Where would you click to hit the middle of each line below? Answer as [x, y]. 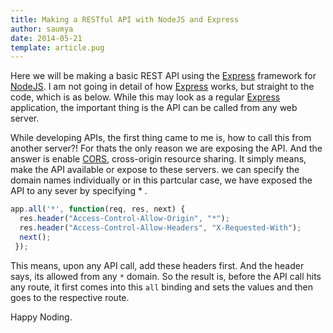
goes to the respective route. [70, 297]
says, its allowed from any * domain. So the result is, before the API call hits [166, 276]
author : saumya [42, 29]
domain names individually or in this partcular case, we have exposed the [161, 180]
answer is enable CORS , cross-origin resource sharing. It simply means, [158, 159]
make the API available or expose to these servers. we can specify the [155, 170]
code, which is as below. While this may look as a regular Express [145, 97]
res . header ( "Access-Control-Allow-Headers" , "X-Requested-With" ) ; [160, 228]
